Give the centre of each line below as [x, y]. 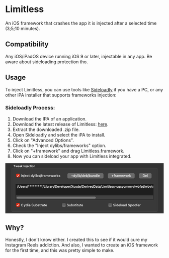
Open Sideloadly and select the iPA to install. [59, 135]
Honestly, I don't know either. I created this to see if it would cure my [76, 240]
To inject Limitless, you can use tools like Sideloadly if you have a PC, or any [84, 89]
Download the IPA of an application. [50, 118]
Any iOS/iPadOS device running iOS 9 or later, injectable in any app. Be [79, 56]
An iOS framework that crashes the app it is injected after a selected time [81, 23]
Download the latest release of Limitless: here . [61, 124]
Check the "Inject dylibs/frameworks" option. [59, 145]
